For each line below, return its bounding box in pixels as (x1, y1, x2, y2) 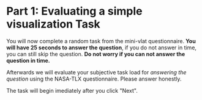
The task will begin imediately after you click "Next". (6, 87, 138, 94)
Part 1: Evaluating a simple (6, 4, 143, 18)
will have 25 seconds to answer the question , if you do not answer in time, (6, 44, 197, 51)
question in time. (6, 57, 50, 64)
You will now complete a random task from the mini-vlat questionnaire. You (6, 37, 196, 45)
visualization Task (6, 17, 101, 31)
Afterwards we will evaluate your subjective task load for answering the (6, 68, 187, 76)
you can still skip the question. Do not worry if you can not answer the (6, 50, 185, 57)
